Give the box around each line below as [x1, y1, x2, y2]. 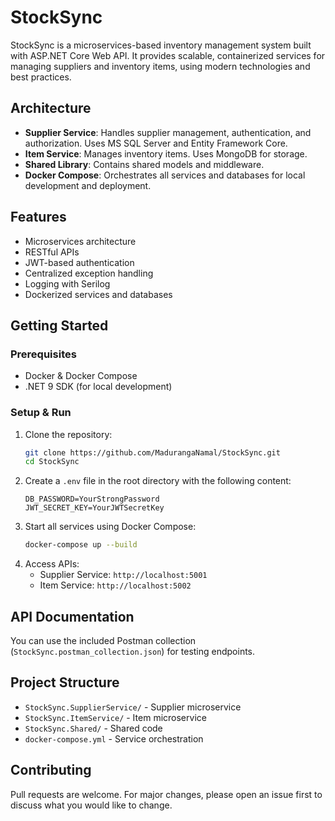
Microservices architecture [24, 235, 137, 247]
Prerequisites [10, 347, 77, 361]
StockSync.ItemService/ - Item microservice [24, 711, 207, 723]
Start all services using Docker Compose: [24, 521, 197, 533]
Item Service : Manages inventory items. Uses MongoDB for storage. [24, 147, 308, 160]
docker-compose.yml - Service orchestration [24, 732, 204, 745]
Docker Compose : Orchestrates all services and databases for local [24, 169, 306, 181]
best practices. [10, 71, 72, 83]
